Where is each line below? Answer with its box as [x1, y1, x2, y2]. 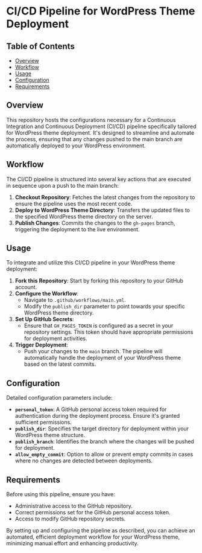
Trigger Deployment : [14, 341, 68, 348]
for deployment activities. [24, 335, 87, 342]
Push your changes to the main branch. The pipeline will [24, 348, 163, 355]
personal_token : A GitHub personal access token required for [14, 406, 167, 413]
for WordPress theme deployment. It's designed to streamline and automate [6, 129, 195, 136]
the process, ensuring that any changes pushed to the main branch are [6, 135, 183, 142]
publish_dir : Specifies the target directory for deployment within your [14, 425, 189, 432]
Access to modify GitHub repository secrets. [14, 515, 126, 523]
